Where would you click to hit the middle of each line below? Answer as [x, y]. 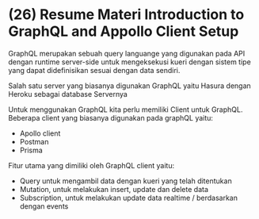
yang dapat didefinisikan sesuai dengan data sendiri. [94, 70]
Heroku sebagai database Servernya [68, 94]
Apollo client [40, 133]
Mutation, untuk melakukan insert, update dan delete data [114, 189]
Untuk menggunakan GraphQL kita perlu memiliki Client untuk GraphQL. [126, 109]
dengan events [44, 206]
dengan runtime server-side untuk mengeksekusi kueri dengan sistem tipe [129, 62]
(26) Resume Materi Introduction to [126, 15]
